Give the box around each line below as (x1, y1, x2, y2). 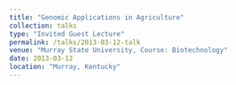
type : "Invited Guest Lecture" (9, 29, 125, 38)
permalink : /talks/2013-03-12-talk (9, 37, 141, 47)
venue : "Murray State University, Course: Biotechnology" (9, 46, 228, 55)
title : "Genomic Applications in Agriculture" (9, 12, 185, 22)
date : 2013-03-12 (9, 54, 74, 63)
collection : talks (9, 21, 77, 30)
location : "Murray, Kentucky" (9, 63, 122, 72)
